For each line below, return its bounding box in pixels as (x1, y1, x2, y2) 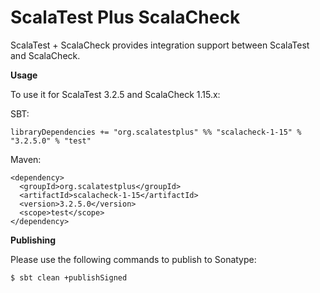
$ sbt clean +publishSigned (10, 272, 128, 283)
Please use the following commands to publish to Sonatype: (10, 253, 257, 265)
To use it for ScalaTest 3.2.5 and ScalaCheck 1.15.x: (10, 88, 221, 100)
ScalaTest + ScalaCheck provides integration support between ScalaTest (10, 39, 310, 51)
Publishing (10, 234, 57, 246)
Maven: (10, 153, 42, 165)
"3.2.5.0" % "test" (10, 136, 92, 146)
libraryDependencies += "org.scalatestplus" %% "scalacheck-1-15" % (10, 127, 302, 137)
